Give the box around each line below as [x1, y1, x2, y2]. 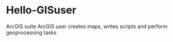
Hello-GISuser [6, 3, 77, 17]
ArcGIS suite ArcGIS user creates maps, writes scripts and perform [6, 23, 168, 30]
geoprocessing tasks [6, 29, 57, 36]
